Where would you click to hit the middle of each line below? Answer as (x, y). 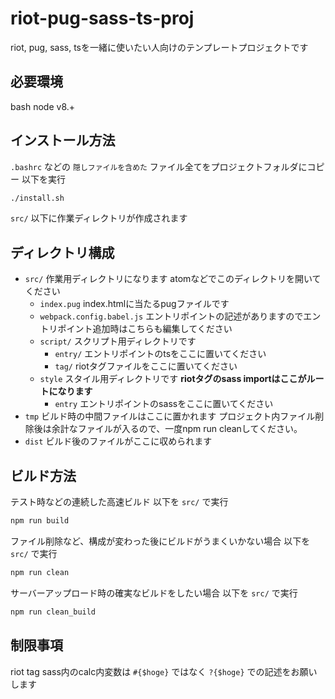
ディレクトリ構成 (62, 252)
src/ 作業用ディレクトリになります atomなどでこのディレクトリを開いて (173, 279)
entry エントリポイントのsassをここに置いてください (164, 404)
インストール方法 (63, 140)
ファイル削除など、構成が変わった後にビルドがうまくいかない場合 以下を (160, 541)
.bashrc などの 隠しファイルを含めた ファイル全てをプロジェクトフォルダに (159, 166)
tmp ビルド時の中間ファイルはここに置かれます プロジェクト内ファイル (170, 416)
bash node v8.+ (43, 106)
